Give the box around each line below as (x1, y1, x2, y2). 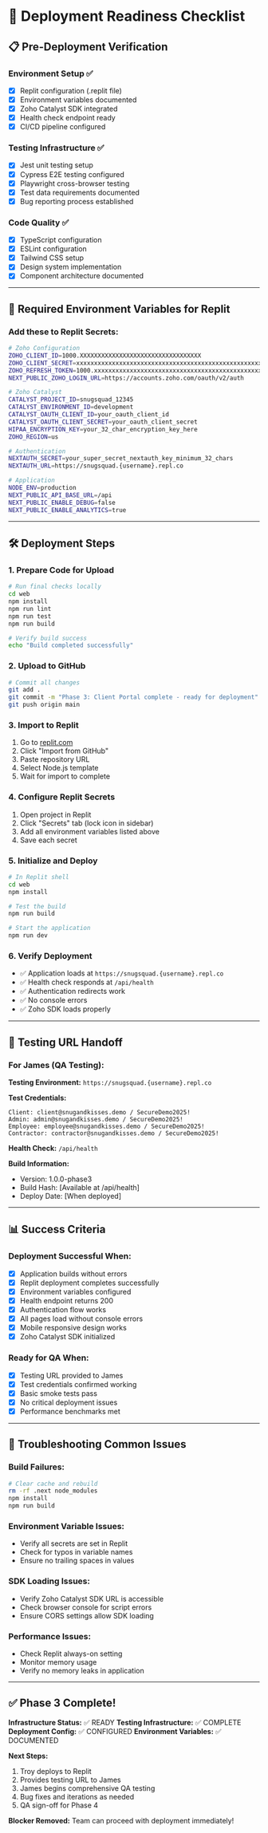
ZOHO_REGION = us (8, 432, 59, 441)
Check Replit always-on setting (19, 1649, 123, 1658)
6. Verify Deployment (8, 951, 93, 962)
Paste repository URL (19, 755, 90, 764)
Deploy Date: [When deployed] (19, 1192, 122, 1201)
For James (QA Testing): (8, 1059, 104, 1070)
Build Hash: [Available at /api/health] (19, 1183, 140, 1192)
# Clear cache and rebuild (8, 1480, 98, 1488)
